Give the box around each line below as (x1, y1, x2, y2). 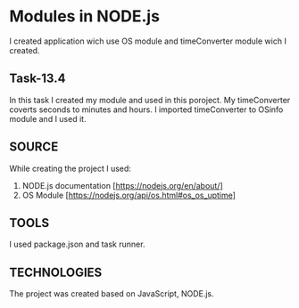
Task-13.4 (9, 71, 66, 86)
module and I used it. (9, 113, 87, 124)
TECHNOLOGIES (9, 264, 103, 280)
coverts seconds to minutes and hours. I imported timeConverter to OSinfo (9, 104, 284, 115)
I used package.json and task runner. (9, 239, 145, 250)
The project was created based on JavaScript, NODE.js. (9, 288, 214, 299)
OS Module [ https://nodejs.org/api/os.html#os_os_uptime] (21, 190, 237, 200)
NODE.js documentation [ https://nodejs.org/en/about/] (21, 180, 223, 190)
